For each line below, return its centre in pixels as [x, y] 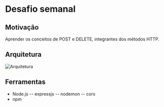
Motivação [22, 27]
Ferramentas [25, 82]
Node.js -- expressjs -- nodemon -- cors [54, 94]
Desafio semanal [40, 9]
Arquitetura [23, 54]
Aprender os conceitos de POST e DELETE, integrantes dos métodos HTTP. [82, 39]
